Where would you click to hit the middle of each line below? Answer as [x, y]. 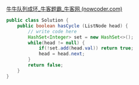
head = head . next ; [62, 54]
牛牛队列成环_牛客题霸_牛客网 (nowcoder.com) [64, 9]
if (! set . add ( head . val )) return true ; [86, 48]
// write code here [53, 31]
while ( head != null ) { [57, 43]
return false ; [46, 65]
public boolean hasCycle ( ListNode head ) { [73, 26]
